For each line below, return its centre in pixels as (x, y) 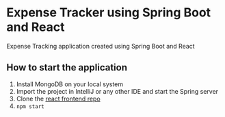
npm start (30, 106)
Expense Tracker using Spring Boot (109, 13)
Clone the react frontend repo (58, 99)
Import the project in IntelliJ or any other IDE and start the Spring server (117, 91)
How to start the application (67, 67)
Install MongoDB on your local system (70, 84)
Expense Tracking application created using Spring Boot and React (101, 46)
